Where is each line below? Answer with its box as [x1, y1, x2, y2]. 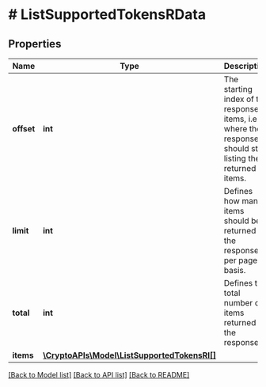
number [223, 298, 253, 308]
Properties [8, 37, 62, 51]
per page [223, 255, 258, 266]
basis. [223, 265, 246, 275]
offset [12, 123, 36, 134]
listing [223, 153, 247, 164]
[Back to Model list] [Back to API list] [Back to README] [8, 370, 190, 379]
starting [223, 84, 253, 94]
